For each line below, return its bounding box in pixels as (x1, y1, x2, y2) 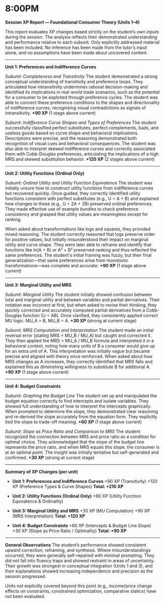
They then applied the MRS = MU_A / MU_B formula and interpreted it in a (5, 338, 154, 344)
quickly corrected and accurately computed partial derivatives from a (5, 307, 145, 313)
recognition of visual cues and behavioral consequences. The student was (5, 140, 156, 146)
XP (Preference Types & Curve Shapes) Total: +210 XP (12, 483, 124, 489)
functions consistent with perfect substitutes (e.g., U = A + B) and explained (5, 195, 159, 201)
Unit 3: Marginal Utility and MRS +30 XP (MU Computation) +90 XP (12, 508, 150, 513)
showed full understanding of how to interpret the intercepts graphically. (5, 403, 152, 409)
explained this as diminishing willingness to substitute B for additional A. (5, 364, 151, 370)
